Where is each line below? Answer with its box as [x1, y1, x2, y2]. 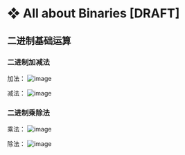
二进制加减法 [7, 57, 51, 67]
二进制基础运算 [7, 35, 71, 46]
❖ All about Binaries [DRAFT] [7, 6, 180, 21]
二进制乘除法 [7, 108, 51, 118]
